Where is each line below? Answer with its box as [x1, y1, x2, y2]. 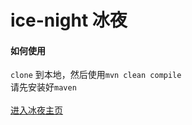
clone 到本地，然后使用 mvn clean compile [10, 69, 182, 81]
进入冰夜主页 [10, 104, 63, 116]
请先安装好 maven [10, 81, 77, 93]
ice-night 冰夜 [10, 9, 128, 32]
